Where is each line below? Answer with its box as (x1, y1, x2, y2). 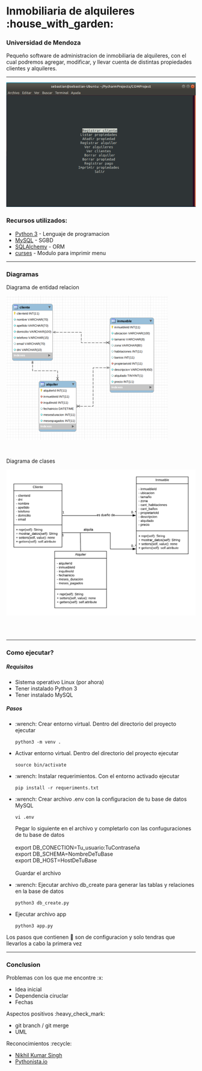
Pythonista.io (14, 1058, 48, 1065)
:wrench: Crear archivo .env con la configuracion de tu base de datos (14, 795, 188, 803)
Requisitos (6, 663, 34, 670)
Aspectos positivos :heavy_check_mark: (6, 1010, 105, 1017)
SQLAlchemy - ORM (14, 242, 65, 250)
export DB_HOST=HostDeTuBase (14, 856, 97, 864)
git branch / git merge (14, 1022, 69, 1029)
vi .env (14, 814, 34, 820)
